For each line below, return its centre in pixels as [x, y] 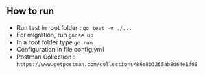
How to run [31, 11]
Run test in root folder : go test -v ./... [74, 27]
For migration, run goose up [55, 35]
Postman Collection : [46, 57]
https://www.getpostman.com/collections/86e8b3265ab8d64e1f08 [107, 64]
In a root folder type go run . [58, 42]
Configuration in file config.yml [60, 49]
